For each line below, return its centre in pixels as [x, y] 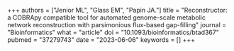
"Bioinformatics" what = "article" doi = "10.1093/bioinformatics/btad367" [113, 32]
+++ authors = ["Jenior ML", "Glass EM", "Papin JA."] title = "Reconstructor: [118, 10]
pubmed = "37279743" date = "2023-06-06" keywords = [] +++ [101, 40]
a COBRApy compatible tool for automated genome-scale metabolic [106, 17]
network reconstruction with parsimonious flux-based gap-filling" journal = [117, 25]
